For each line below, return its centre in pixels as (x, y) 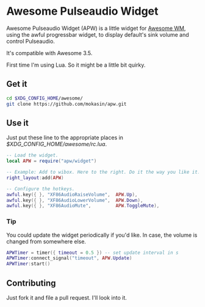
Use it (17, 123)
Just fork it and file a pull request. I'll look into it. (67, 298)
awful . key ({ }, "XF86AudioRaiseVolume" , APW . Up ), (72, 194)
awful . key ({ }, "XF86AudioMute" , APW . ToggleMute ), (83, 206)
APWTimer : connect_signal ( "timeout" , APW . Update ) (69, 258)
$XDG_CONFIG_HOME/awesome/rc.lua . (57, 144)
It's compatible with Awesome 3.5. (49, 53)
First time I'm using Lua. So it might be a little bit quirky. (76, 65)
